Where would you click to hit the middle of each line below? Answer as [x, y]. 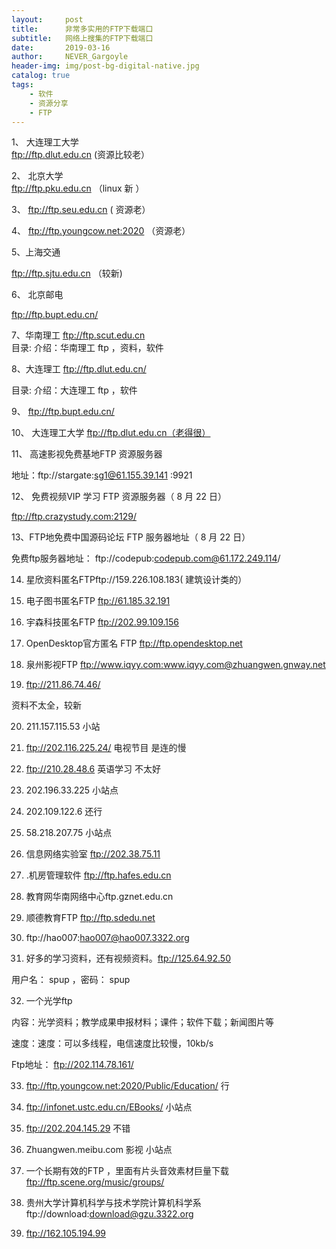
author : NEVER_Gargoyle [70, 57]
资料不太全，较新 [46, 705]
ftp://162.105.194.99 [66, 1233]
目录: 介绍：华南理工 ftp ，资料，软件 [87, 348]
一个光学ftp [49, 1001]
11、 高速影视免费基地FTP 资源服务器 [87, 454]
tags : [22, 85]
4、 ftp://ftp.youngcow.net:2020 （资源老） [101, 231]
